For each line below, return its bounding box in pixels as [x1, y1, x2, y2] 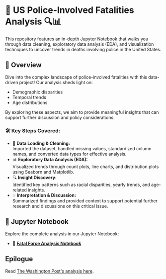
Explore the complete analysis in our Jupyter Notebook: [5, 231, 119, 237]
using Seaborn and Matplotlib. [12, 169, 75, 175]
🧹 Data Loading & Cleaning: [12, 140, 71, 146]
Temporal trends [12, 94, 46, 100]
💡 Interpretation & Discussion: [12, 192, 76, 198]
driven [5, 79, 18, 85]
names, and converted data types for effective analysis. [12, 151, 127, 157]
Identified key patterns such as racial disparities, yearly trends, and [12, 182, 150, 188]
